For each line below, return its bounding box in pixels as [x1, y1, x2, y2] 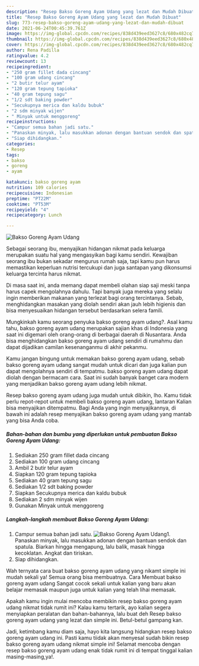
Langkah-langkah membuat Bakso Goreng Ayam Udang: [6, 515, 150, 523]
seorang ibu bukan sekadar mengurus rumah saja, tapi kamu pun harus [6, 258, 180, 265]
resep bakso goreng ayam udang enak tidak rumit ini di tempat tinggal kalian [6, 647, 192, 654]
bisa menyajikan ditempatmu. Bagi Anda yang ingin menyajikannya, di [6, 404, 176, 412]
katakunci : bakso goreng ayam [6, 179, 81, 185]
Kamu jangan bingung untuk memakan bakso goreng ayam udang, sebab [6, 355, 185, 362]
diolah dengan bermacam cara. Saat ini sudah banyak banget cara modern [6, 374, 188, 381]
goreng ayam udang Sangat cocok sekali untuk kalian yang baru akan [6, 580, 176, 587]
